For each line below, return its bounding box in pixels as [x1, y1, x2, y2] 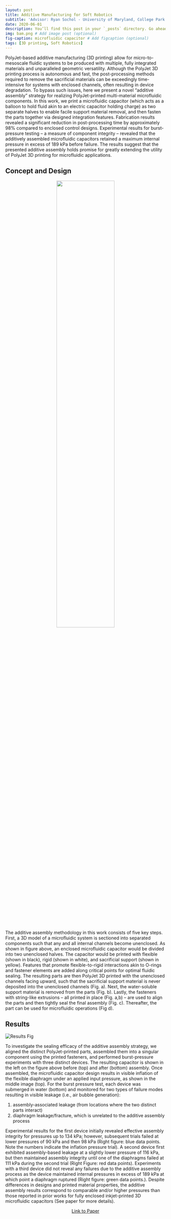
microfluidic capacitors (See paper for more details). [5, 1198, 116, 1204]
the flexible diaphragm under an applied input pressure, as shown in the [5, 1075, 156, 1082]
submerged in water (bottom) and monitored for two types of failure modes [5, 1087, 163, 1093]
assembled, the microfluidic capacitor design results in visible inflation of [5, 1070, 159, 1076]
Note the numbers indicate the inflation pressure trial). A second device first [5, 1144, 165, 1150]
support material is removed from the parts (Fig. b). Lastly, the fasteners [5, 989, 157, 995]
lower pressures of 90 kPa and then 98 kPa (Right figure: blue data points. [5, 1139, 161, 1145]
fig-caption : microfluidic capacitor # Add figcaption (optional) [5, 36, 149, 41]
